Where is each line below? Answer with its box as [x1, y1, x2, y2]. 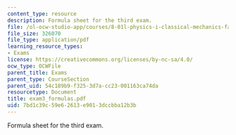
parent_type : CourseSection [7, 75, 90, 83]
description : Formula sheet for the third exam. [7, 17, 152, 24]
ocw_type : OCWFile [7, 63, 61, 70]
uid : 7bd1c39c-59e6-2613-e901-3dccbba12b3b [7, 102, 137, 109]
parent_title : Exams [7, 69, 68, 76]
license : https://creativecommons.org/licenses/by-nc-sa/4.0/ [7, 56, 193, 63]
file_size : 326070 [7, 30, 61, 37]
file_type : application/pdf [7, 37, 90, 44]
